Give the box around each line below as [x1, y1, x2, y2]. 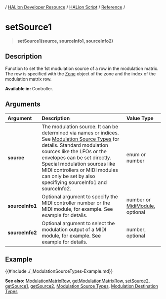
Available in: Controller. [5, 85, 53, 91]
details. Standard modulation [41, 141, 109, 148]
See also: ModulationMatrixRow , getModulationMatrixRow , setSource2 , [5, 278, 150, 284]
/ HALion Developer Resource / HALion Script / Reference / [5, 4, 125, 10]
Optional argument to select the [41, 220, 115, 227]
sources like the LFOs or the [41, 148, 107, 155]
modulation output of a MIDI [41, 226, 107, 233]
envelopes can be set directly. [41, 154, 112, 161]
